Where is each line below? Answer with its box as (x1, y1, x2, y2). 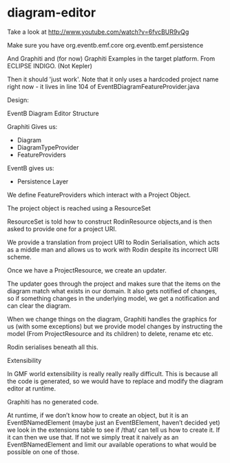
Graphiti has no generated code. (7, 397, 99, 406)
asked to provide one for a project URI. (7, 224, 117, 233)
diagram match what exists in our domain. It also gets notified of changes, (7, 286, 217, 295)
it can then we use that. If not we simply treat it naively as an (7, 433, 179, 441)
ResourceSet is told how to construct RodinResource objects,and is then (7, 217, 212, 226)
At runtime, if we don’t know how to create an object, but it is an (7, 411, 189, 419)
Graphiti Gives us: (7, 122, 58, 130)
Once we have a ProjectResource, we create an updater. (7, 266, 167, 274)
